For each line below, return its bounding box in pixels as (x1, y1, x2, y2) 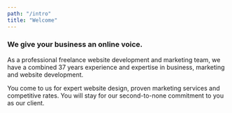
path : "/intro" (7, 10, 52, 17)
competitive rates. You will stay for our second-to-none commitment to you (7, 91, 224, 100)
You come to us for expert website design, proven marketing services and (7, 84, 220, 92)
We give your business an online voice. (7, 40, 143, 50)
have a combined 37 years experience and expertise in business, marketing (7, 63, 225, 71)
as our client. (7, 98, 45, 107)
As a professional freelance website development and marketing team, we (7, 55, 221, 63)
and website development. (7, 70, 84, 79)
